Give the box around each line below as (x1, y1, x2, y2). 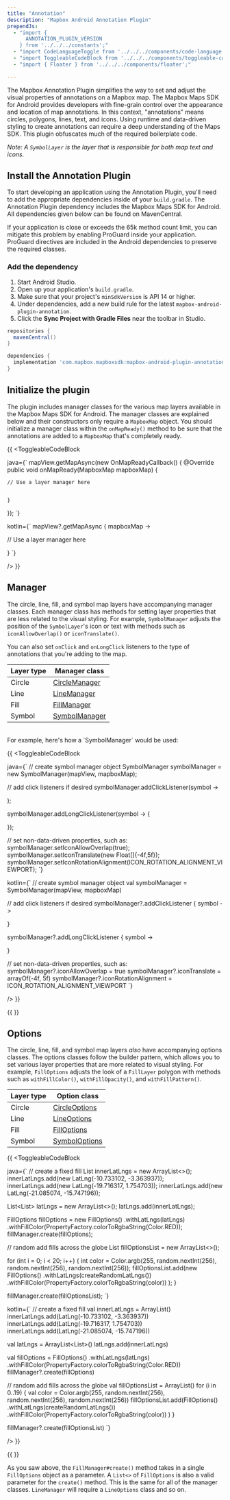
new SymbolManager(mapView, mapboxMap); (7, 769, 138, 778)
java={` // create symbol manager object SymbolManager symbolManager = (7, 762, 222, 771)
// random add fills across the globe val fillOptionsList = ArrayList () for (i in (7, 1381, 217, 1390)
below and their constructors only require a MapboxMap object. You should (7, 417, 212, 425)
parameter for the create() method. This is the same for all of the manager (7, 1478, 218, 1486)
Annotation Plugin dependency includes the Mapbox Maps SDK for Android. (7, 203, 221, 211)
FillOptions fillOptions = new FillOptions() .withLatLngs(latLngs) (7, 1215, 186, 1224)
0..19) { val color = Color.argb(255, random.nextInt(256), (7, 1389, 166, 1397)
